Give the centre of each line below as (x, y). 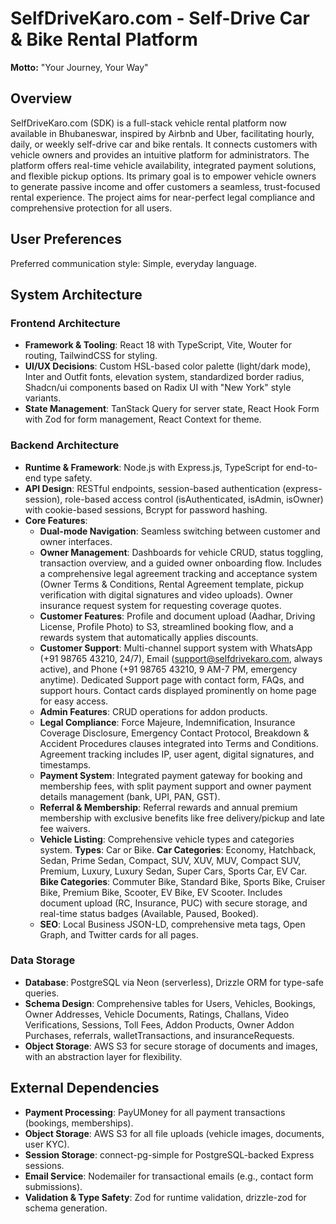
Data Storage (43, 960)
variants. (43, 398)
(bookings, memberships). (79, 1123)
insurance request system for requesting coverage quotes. (160, 605)
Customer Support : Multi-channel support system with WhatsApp (176, 648)
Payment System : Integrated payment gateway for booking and (171, 775)
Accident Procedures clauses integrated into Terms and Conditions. (179, 743)
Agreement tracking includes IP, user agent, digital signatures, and (177, 754)
